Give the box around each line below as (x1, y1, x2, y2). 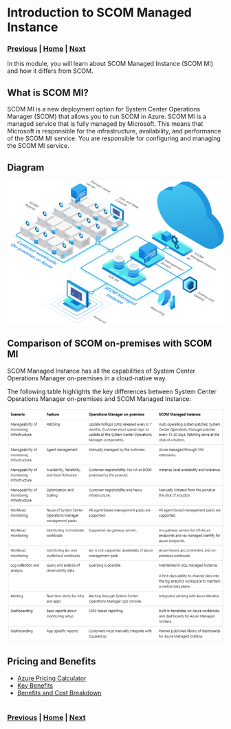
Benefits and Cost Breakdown (16, 688, 102, 697)
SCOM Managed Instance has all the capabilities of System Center (7, 367, 196, 375)
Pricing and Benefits (7, 655, 96, 668)
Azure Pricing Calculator (16, 674, 87, 682)
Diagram (7, 162, 45, 173)
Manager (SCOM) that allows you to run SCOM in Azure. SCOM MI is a (7, 112, 207, 121)
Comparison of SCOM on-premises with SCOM (7, 338, 212, 349)
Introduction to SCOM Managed (7, 5, 192, 21)
